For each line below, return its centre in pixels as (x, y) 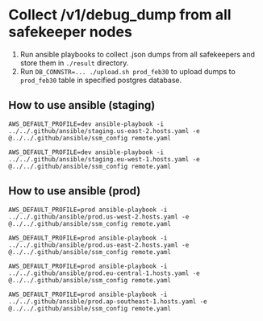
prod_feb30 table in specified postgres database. (101, 80)
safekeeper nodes (71, 32)
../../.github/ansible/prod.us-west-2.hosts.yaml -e (99, 217)
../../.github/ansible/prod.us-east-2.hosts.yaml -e (99, 245)
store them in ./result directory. (74, 63)
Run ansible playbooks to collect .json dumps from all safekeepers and (138, 54)
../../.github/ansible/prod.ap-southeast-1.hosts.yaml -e (108, 301)
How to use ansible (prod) (75, 191)
